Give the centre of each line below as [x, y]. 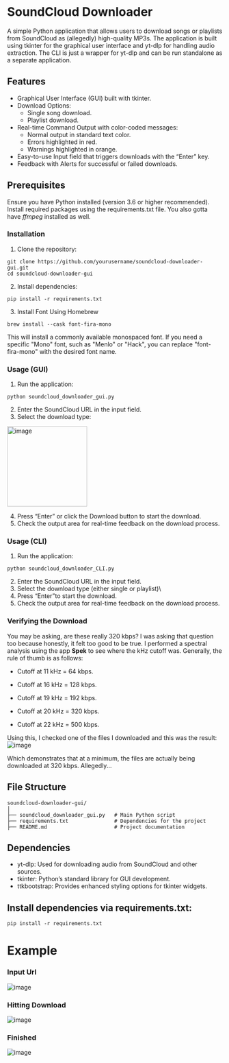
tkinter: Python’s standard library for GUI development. [94, 879]
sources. [29, 872]
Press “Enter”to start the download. [67, 596]
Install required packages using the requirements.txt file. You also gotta [108, 209]
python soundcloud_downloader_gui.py [61, 397]
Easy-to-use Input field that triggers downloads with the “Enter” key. [113, 156]
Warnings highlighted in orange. [72, 149]
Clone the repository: [47, 249]
